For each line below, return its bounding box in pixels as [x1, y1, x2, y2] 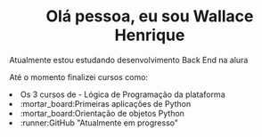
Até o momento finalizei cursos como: [9, 71, 149, 82]
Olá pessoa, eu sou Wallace [45, 6, 254, 27]
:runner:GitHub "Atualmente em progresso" [20, 117, 178, 128]
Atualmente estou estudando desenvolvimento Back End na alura [9, 54, 249, 65]
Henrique [114, 25, 185, 45]
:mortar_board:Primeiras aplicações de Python [20, 98, 192, 109]
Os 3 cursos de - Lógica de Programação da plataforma [20, 89, 225, 100]
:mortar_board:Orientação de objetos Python [20, 108, 185, 118]
